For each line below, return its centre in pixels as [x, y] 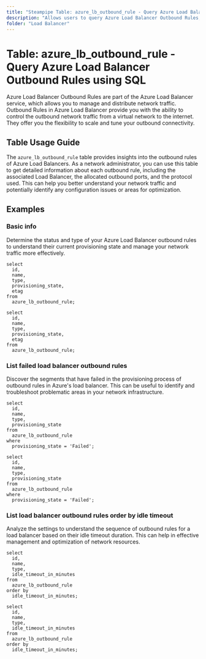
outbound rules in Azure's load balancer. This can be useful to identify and [101, 386]
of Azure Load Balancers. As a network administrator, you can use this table [102, 164]
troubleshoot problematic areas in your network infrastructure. [85, 392]
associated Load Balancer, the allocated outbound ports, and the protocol [99, 177]
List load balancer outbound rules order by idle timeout [90, 515]
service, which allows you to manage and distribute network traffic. [91, 103]
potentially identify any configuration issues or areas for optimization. [94, 190]
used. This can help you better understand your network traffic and [91, 183]
